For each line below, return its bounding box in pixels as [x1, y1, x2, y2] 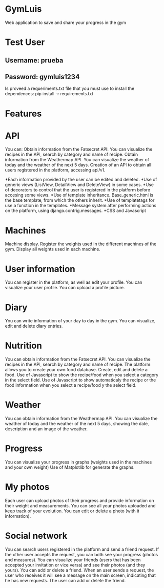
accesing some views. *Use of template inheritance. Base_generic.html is [5, 192, 154, 198]
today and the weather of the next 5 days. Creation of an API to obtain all [5, 162, 152, 168]
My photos [5, 482, 50, 493]
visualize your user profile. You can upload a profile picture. [5, 285, 125, 291]
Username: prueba [5, 56, 63, 64]
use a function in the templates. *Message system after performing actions [5, 203, 157, 209]
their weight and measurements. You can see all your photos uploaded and [5, 503, 156, 509]
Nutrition [5, 340, 42, 351]
